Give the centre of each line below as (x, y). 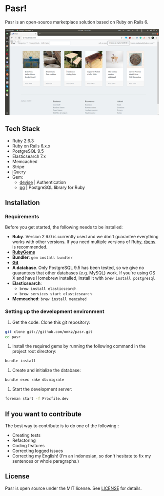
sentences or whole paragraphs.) (46, 461)
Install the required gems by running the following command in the (79, 346)
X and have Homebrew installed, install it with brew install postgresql (83, 278)
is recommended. (30, 247)
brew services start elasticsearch (55, 294)
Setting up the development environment (55, 311)
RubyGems (24, 252)
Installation (22, 203)
